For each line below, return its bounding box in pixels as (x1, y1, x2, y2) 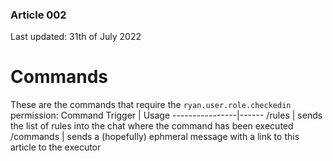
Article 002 (10, 8, 67, 22)
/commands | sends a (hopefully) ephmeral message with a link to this (10, 131, 300, 143)
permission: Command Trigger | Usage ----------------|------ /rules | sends (10, 109, 323, 122)
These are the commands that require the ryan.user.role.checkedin (10, 99, 292, 111)
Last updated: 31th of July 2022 (10, 31, 142, 43)
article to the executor (10, 141, 102, 153)
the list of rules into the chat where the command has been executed (10, 120, 294, 132)
